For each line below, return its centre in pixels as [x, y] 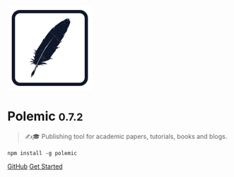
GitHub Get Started [35, 166]
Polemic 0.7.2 [45, 117]
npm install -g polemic [42, 153]
